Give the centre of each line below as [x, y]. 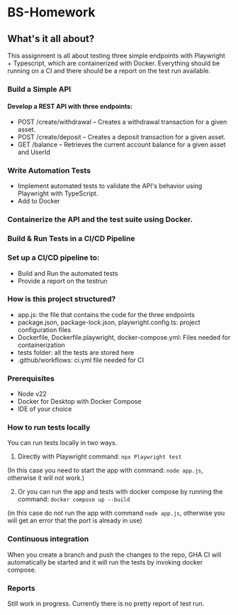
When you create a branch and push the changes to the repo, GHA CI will [114, 555]
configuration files [44, 330]
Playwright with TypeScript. [58, 193]
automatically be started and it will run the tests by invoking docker [105, 562]
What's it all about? [51, 39]
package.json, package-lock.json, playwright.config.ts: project [109, 322]
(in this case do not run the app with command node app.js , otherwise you [116, 513]
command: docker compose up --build [74, 499]
